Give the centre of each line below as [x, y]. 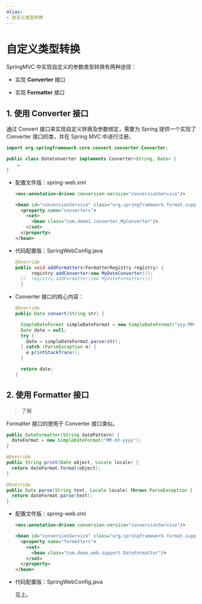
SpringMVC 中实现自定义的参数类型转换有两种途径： [71, 67]
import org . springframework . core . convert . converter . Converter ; [87, 148]
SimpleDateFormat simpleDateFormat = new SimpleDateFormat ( [98, 324]
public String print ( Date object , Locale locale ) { [72, 463]
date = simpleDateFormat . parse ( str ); [74, 341]
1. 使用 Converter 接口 [47, 113]
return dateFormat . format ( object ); [56, 468]
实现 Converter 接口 [40, 80]
